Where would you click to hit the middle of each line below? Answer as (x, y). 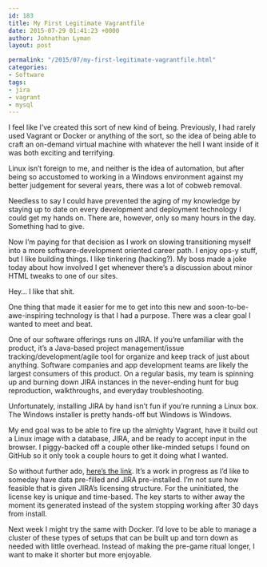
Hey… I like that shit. (42, 292)
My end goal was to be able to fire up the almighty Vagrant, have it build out (133, 430)
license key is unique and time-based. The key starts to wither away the (127, 497)
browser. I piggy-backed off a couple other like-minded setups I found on (129, 447)
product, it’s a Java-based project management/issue (96, 348)
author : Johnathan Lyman (50, 38)
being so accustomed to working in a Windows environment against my (126, 177)
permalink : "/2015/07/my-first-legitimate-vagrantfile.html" (112, 60)
